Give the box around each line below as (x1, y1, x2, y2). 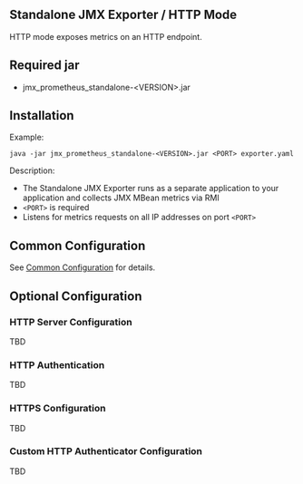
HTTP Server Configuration (9, 315, 133, 328)
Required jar (9, 58, 80, 73)
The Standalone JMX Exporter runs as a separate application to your (22, 183, 279, 194)
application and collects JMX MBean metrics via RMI (22, 192, 220, 203)
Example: (9, 131, 44, 143)
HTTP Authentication (9, 358, 105, 371)
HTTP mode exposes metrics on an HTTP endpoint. (9, 31, 202, 42)
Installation (9, 108, 74, 123)
